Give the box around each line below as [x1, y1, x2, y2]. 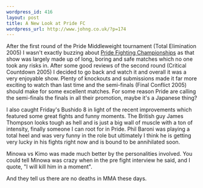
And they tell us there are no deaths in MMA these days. [6, 175, 147, 183]
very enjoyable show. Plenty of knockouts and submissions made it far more [6, 75, 198, 82]
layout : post [6, 15, 40, 21]
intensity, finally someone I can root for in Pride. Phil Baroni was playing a [6, 125, 190, 133]
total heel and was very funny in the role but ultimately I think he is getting [6, 132, 191, 139]
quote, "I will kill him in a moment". [6, 163, 93, 170]
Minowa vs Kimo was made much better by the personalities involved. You [6, 150, 193, 158]
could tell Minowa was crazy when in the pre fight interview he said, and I [6, 156, 190, 164]
